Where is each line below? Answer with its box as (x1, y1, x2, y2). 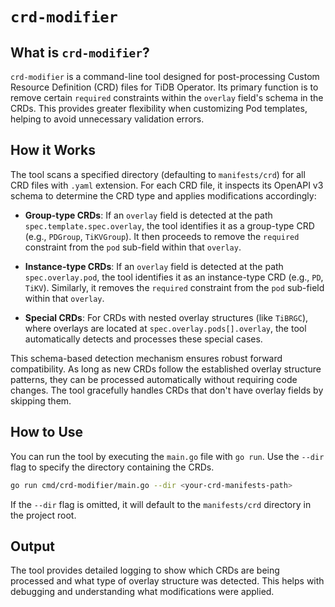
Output (10, 538, 55, 555)
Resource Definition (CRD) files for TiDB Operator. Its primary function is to (10, 81, 319, 93)
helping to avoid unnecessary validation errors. (10, 113, 205, 125)
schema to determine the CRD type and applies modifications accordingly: (10, 189, 317, 202)
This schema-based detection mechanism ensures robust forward (10, 352, 283, 364)
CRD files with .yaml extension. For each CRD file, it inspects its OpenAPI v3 (10, 179, 324, 191)
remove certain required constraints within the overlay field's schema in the (10, 92, 324, 103)
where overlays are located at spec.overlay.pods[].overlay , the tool (24, 322, 307, 334)
